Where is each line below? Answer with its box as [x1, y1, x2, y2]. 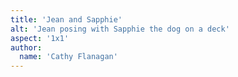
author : [10, 42, 43, 53]
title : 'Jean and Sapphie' [10, 14, 123, 25]
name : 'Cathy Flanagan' [19, 52, 118, 62]
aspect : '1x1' [10, 33, 70, 43]
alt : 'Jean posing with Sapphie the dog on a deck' [10, 24, 230, 34]
